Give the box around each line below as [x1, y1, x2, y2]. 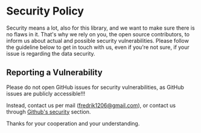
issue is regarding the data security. [6, 50, 95, 57]
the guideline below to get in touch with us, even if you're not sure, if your [6, 44, 190, 51]
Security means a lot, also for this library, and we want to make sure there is [6, 24, 195, 31]
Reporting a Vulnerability [6, 68, 103, 78]
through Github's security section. [6, 108, 91, 115]
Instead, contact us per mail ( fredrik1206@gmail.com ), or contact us [6, 102, 176, 109]
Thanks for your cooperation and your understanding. [6, 120, 140, 127]
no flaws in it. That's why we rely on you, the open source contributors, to [6, 30, 190, 37]
